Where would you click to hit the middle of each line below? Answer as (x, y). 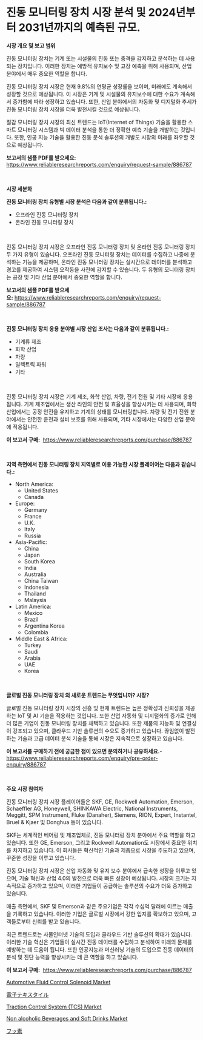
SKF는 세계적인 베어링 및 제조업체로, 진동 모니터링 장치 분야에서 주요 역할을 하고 (101, 835)
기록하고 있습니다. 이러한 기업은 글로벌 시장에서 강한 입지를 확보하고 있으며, (101, 914)
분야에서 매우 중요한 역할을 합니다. (47, 73)
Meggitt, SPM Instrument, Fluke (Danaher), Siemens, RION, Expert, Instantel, (101, 815)
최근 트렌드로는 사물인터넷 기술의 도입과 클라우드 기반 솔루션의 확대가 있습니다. (99, 934)
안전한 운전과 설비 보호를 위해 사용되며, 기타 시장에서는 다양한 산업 (105, 419)
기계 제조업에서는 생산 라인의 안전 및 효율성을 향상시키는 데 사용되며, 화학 (110, 404)
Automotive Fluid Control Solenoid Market (58, 982)
